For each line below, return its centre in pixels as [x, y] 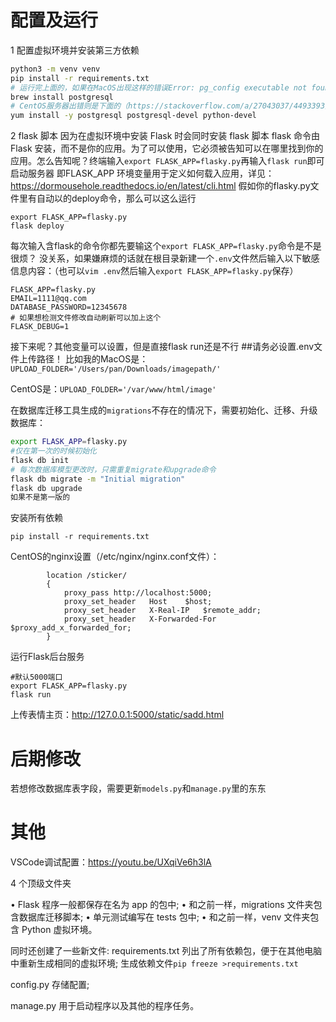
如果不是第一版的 [40, 497]
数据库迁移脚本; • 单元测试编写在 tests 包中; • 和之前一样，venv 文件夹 [164, 917]
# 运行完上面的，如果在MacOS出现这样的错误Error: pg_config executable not [159, 87]
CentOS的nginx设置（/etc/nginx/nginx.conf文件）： [115, 557]
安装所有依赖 [36, 518]
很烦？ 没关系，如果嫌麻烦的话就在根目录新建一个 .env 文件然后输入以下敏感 [165, 258]
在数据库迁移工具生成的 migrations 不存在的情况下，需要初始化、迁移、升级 [164, 410]
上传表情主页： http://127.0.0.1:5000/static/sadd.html [117, 715]
